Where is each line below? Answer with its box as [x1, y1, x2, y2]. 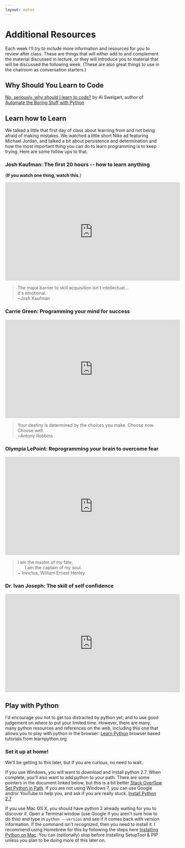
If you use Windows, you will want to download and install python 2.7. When [5, 769, 161, 775]
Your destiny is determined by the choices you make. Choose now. [17, 422, 155, 428]
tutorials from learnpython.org [5, 736, 67, 742]
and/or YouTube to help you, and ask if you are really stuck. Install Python [5, 791, 157, 797]
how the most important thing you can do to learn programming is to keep [5, 143, 157, 149]
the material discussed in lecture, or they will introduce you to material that [5, 56, 159, 62]
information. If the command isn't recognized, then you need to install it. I [5, 822, 156, 828]
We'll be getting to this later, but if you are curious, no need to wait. [5, 760, 143, 766]
